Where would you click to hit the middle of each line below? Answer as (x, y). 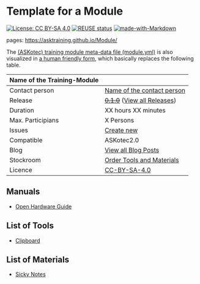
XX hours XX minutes (135, 110)
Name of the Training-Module (54, 80)
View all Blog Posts (132, 150)
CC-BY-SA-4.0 (128, 170)
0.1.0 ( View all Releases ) (140, 100)
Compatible (26, 140)
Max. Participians (34, 120)
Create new (121, 130)
